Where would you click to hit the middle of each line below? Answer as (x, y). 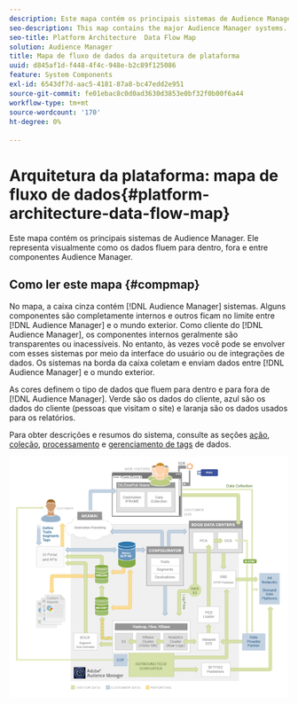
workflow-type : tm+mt (49, 103)
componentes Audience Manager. (71, 257)
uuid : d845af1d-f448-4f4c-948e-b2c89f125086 (93, 66)
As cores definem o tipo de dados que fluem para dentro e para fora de (140, 389)
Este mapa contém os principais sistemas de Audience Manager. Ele (134, 239)
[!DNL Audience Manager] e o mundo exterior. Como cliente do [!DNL (136, 325)
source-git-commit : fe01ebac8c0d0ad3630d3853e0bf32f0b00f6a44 (126, 93)
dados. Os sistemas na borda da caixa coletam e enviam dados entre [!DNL (147, 363)
